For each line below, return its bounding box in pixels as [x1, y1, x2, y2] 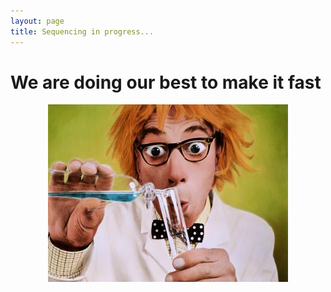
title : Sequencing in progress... [10, 26, 155, 37]
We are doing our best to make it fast [10, 71, 322, 94]
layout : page [10, 16, 65, 26]
